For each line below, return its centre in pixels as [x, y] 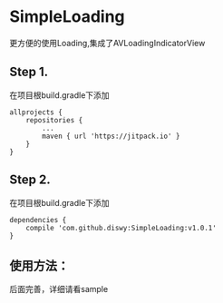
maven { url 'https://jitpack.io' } [111, 136]
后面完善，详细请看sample [59, 289]
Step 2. [30, 180]
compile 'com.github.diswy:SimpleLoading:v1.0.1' [121, 228]
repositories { [54, 120]
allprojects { [36, 112]
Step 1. [29, 72]
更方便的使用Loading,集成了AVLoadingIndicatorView [107, 43]
